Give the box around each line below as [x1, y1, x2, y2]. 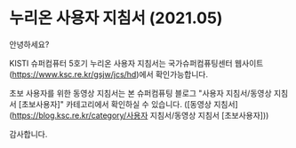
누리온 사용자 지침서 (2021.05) [9, 8, 223, 28]
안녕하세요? [9, 39, 50, 50]
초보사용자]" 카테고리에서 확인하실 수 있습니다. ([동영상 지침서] [20, 98, 238, 109]
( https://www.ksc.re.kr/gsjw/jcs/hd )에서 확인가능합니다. [9, 68, 209, 80]
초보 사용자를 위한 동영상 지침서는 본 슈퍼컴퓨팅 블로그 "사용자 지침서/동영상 [9, 88, 273, 98]
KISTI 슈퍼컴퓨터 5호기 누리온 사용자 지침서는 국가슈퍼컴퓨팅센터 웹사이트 [9, 58, 264, 68]
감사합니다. [9, 129, 48, 139]
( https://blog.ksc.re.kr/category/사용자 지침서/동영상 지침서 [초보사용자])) [9, 110, 269, 121]
